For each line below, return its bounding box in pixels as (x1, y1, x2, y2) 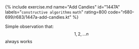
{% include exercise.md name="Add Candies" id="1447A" (5, 4, 120, 10)
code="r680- (108, 9, 135, 15)
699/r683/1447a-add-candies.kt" (5, 14, 72, 20)
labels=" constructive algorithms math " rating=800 (5, 9, 107, 15)
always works (5, 38, 32, 44)
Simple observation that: (5, 24, 54, 29)
